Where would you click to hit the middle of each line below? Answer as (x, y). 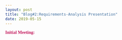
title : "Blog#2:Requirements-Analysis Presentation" (62, 14)
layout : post (19, 10)
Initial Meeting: (20, 33)
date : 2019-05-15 (23, 19)
